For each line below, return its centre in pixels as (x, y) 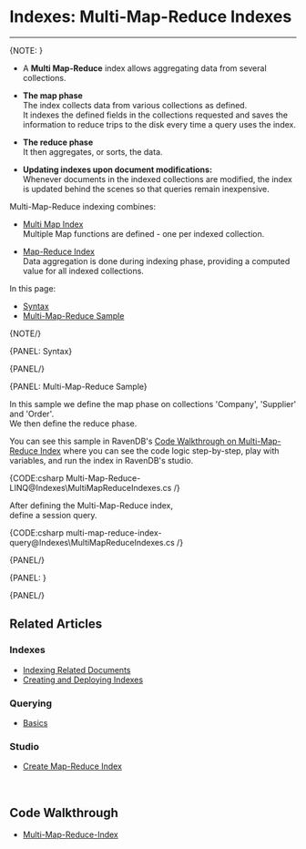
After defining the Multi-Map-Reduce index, (92, 505)
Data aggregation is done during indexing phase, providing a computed (156, 261)
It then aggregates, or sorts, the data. (92, 151)
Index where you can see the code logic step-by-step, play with (159, 450)
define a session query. (53, 515)
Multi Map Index (53, 224)
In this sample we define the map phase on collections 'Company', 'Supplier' (153, 404)
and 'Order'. (32, 414)
